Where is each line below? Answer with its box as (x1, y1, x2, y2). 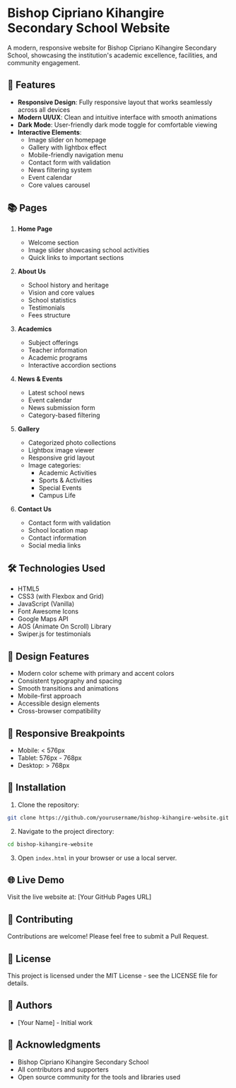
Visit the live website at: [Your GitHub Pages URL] (7, 892, 152, 901)
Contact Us (17, 504, 52, 513)
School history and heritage (28, 280, 110, 289)
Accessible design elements (17, 699, 100, 708)
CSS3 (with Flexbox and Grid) (17, 592, 105, 601)
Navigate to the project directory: (17, 827, 114, 835)
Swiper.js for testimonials (17, 630, 91, 638)
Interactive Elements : (17, 127, 82, 136)
